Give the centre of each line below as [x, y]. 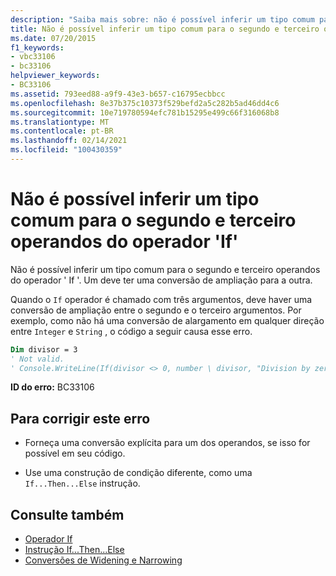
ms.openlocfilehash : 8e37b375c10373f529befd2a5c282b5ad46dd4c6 [145, 103]
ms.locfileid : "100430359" [66, 150]
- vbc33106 [33, 57]
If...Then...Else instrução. [82, 483]
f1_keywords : [37, 47]
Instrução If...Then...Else [74, 550]
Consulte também [67, 514]
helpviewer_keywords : [55, 76]
